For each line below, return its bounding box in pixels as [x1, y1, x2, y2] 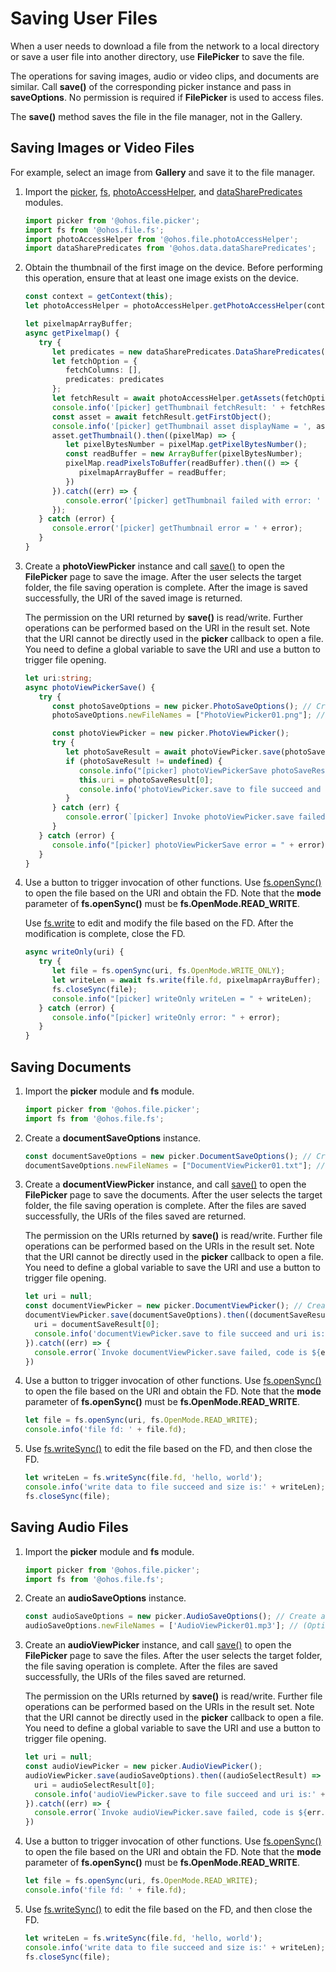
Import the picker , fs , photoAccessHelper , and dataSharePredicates [24, 185, 303, 197]
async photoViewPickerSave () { [24, 682, 156, 692]
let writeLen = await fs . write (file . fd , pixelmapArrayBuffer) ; [51, 975, 322, 985]
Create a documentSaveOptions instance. [24, 1132, 202, 1144]
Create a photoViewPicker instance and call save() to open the [24, 560, 286, 572]
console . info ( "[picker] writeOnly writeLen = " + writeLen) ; [51, 993, 313, 1004]
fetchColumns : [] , [65, 365, 142, 376]
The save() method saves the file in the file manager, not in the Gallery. [10, 110, 303, 122]
